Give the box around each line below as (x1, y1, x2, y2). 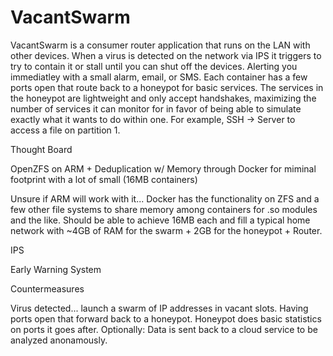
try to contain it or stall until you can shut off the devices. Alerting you (10, 60, 298, 72)
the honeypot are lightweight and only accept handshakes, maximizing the (10, 92, 317, 104)
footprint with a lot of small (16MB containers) (10, 173, 198, 185)
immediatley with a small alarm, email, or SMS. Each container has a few (10, 71, 308, 83)
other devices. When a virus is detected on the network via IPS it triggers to (10, 49, 322, 61)
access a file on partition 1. (10, 124, 121, 136)
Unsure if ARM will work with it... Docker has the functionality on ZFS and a (10, 192, 320, 205)
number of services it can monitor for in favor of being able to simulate (10, 102, 302, 115)
